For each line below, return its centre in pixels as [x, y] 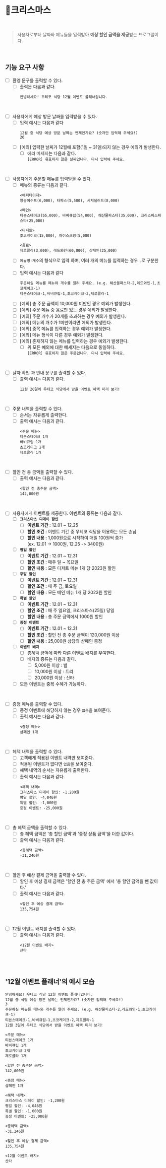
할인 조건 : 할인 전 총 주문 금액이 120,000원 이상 [73, 635]
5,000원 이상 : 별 [51, 665]
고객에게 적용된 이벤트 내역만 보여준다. [57, 758]
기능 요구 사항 [25, 68]
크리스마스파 [151, 216]
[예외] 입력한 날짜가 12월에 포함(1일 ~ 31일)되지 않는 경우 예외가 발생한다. [90, 147]
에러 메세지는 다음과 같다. [52, 153]
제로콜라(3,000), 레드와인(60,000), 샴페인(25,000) [68, 251]
